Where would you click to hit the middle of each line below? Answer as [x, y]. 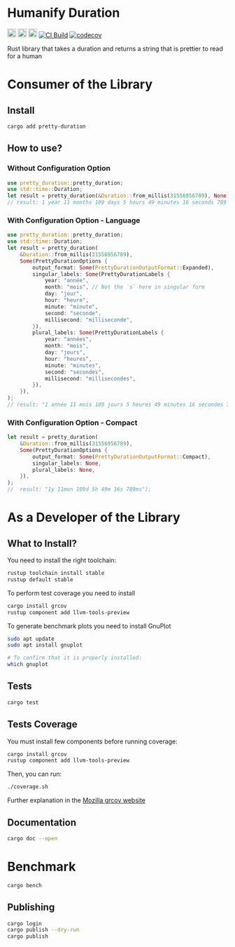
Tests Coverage [42, 724]
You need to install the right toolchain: [62, 560]
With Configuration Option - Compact [72, 423]
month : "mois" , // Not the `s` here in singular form [124, 287]
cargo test [23, 702]
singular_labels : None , [67, 463]
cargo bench [24, 885]
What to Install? [42, 543]
